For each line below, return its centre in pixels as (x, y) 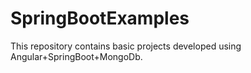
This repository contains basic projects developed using (126, 46)
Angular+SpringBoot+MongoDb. (76, 56)
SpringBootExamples (100, 18)
